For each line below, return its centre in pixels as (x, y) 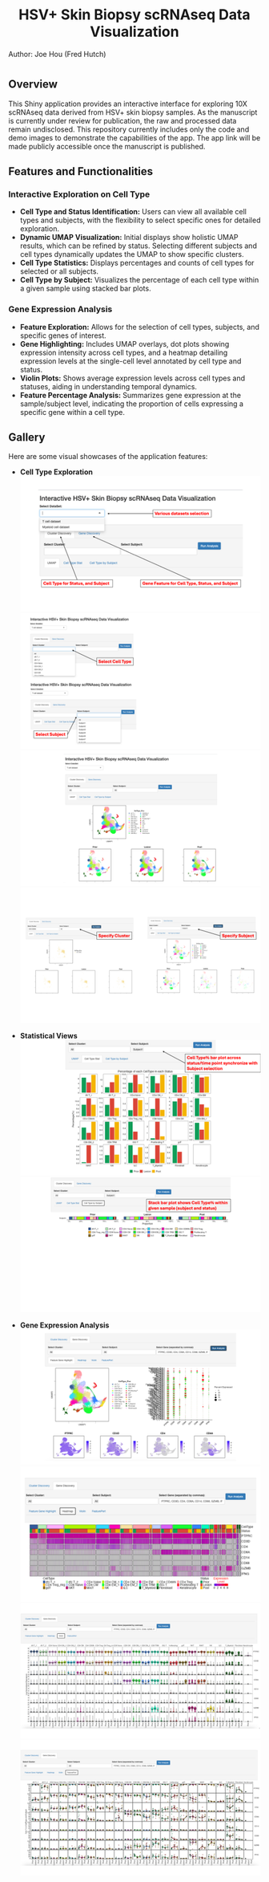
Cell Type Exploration (56, 472)
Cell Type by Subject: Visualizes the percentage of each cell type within (139, 280)
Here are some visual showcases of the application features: (108, 457)
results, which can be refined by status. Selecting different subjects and (139, 246)
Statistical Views (48, 1035)
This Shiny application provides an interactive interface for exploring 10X (128, 104)
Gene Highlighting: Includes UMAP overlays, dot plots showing (124, 343)
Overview (33, 85)
